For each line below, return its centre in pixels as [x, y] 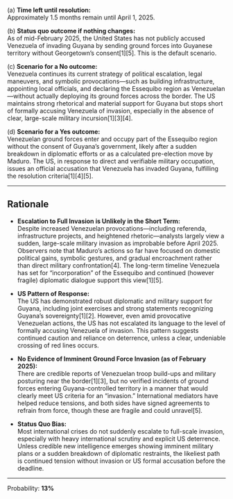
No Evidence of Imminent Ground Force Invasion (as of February [112, 359]
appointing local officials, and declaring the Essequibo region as [99, 89]
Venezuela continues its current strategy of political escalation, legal [105, 74]
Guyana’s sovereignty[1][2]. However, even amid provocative [104, 316]
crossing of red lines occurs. [58, 345]
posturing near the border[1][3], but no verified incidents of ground [113, 381]
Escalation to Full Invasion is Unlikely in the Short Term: [98, 221]
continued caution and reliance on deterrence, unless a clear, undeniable [121, 338]
